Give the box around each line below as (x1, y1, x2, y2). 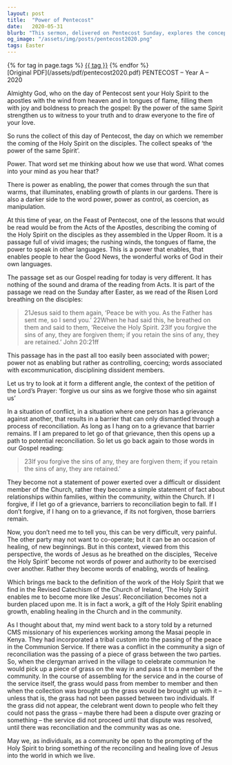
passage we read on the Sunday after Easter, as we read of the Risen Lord (7, 288, 218, 296)
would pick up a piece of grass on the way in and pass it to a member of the (7, 665, 223, 673)
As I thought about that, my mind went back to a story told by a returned (7, 621, 213, 628)
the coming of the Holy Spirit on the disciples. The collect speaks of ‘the (7, 139, 213, 147)
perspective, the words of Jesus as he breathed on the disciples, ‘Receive (7, 550, 217, 558)
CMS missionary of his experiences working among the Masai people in (7, 628, 212, 636)
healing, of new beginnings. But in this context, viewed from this (7, 543, 190, 550)
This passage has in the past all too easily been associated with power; (7, 351, 210, 359)
